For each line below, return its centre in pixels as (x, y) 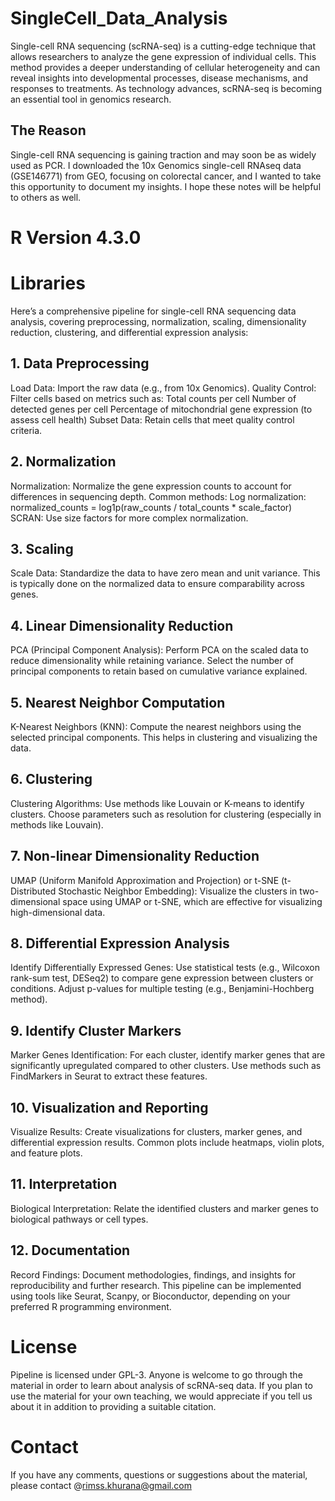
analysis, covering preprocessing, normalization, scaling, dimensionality (158, 321)
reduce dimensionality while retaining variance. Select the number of (152, 661)
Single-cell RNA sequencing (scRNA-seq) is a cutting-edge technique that (163, 46)
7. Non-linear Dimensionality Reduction (135, 856)
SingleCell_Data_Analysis (119, 18)
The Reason (48, 130)
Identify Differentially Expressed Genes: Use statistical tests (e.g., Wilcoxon (165, 968)
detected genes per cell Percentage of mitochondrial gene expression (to (161, 409)
